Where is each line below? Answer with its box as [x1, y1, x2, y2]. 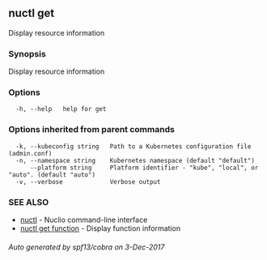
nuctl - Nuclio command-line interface [19, 215, 148, 224]
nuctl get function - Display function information [19, 224, 180, 233]
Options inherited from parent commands [8, 124, 176, 135]
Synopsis [8, 48, 46, 59]
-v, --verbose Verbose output [15, 177, 161, 185]
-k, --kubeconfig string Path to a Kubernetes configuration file [15, 142, 252, 151]
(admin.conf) [8, 149, 53, 157]
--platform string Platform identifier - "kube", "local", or [29, 164, 259, 172]
